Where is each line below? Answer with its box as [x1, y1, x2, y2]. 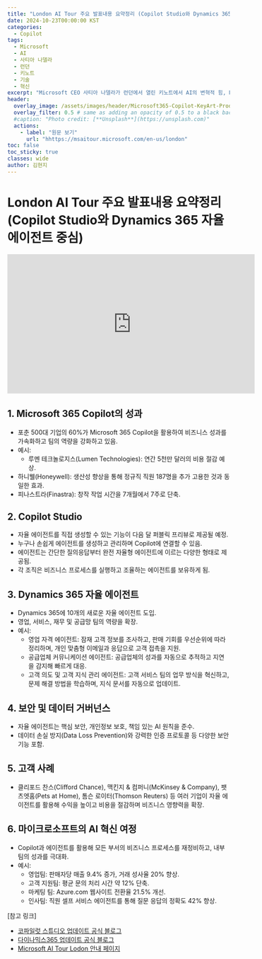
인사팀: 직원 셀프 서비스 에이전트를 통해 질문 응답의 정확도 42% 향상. [28, 896, 218, 905]
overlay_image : [13, 103, 59, 110]
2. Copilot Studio [7, 510, 83, 522]
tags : [7, 37, 23, 44]
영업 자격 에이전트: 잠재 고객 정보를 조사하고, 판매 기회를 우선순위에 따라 [28, 635, 226, 644]
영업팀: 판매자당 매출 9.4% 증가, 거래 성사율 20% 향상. [28, 870, 180, 878]
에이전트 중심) [7, 229, 83, 246]
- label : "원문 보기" [20, 129, 78, 136]
